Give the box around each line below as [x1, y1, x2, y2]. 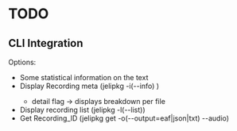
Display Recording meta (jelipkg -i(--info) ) [19, 81, 160, 91]
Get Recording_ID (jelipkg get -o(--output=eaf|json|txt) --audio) [19, 114, 229, 123]
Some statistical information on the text [19, 73, 149, 82]
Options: [8, 57, 37, 67]
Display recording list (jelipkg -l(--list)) [19, 105, 146, 114]
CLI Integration [8, 37, 84, 50]
